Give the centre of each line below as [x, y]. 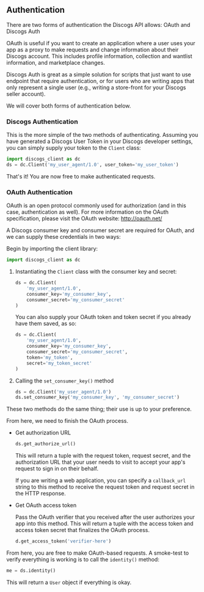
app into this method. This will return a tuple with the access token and [104, 524]
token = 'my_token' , [50, 357]
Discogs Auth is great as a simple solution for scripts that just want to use [99, 74]
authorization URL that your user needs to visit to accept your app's [100, 462]
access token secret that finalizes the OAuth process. [82, 530]
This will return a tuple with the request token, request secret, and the [103, 456]
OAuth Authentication [40, 192]
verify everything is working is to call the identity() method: [83, 560]
